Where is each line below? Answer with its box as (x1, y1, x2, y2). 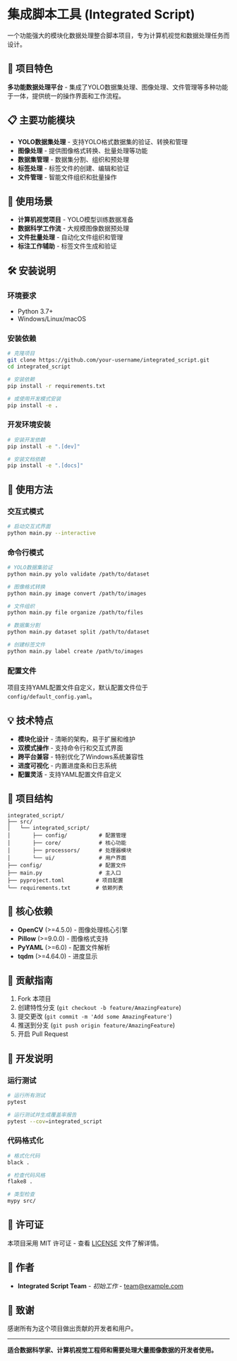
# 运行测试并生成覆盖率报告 (7, 1111, 78, 1118)
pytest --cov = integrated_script (7, 1117, 102, 1125)
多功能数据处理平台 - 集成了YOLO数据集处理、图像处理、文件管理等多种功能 (7, 83, 229, 91)
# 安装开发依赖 (7, 436, 46, 444)
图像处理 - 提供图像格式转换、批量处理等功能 (17, 146, 148, 155)
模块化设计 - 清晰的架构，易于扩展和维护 (17, 735, 136, 743)
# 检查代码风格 (7, 1172, 46, 1179)
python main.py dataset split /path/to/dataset (7, 629, 150, 636)
